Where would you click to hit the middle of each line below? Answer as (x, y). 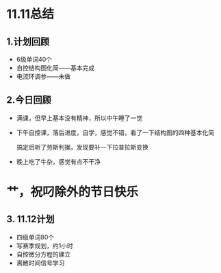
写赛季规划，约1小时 (44, 246)
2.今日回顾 (29, 100)
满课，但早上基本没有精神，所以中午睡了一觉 (79, 118)
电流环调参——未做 (43, 76)
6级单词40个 (34, 59)
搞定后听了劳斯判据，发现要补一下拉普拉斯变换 (82, 147)
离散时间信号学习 (40, 263)
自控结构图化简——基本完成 (55, 68)
